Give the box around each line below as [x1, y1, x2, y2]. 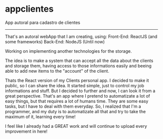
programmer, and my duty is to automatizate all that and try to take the [5, 108, 146, 114]
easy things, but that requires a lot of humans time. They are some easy [5, 98, 149, 104]
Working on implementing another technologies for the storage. [5, 48, 132, 54]
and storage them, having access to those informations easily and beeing [5, 62, 152, 69]
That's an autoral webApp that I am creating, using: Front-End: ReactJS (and [5, 33, 158, 40]
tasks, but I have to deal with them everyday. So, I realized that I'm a [5, 103, 141, 109]
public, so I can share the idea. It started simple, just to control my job [5, 82, 145, 88]
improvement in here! [5, 128, 48, 134]
